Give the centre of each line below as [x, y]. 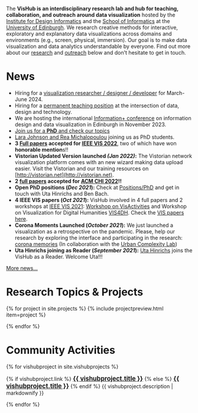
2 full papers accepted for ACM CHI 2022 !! [68, 181]
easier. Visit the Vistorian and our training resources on [82, 168]
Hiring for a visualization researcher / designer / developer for [90, 93]
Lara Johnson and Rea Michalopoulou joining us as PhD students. [95, 137]
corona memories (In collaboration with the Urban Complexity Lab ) [96, 244]
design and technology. [43, 111]
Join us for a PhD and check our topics [62, 130]
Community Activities [61, 350]
